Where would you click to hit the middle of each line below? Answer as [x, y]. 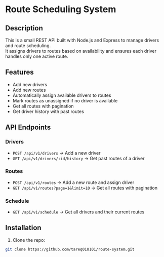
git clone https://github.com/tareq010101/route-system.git [70, 249]
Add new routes [29, 90]
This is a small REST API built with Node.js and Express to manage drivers [82, 40]
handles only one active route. [37, 56]
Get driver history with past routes [48, 111]
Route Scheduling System [61, 9]
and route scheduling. [28, 46]
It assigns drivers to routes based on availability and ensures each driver [81, 51]
